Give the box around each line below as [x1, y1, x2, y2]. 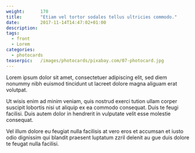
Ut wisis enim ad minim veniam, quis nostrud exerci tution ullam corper [6, 97, 177, 104]
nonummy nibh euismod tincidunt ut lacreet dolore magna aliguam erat [6, 80, 177, 87]
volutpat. [6, 86, 28, 93]
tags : [6, 30, 19, 36]
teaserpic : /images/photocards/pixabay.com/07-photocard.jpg [6, 57, 164, 63]
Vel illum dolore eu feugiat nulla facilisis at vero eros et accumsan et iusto [6, 127, 184, 135]
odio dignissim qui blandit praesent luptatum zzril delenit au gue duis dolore [6, 134, 190, 141]
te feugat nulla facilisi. [6, 140, 59, 147]
